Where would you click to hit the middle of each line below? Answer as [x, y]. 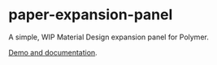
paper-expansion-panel [91, 15]
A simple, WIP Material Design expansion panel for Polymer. [108, 37]
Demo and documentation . [53, 52]
